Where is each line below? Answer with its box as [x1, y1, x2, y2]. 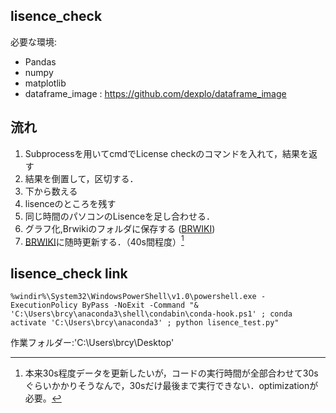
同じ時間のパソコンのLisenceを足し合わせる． [24, 210, 216, 222]
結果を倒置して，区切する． [24, 172, 139, 184]
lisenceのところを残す [24, 197, 117, 209]
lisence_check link [10, 265, 128, 282]
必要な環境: [10, 35, 58, 48]
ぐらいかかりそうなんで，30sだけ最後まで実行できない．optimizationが [24, 380, 319, 392]
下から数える [24, 185, 78, 197]
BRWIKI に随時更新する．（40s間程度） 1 [24, 234, 185, 248]
